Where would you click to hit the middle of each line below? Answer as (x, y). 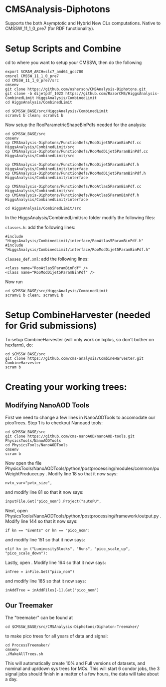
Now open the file (23, 463)
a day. (11, 679)
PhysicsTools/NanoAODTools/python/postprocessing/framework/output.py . (83, 516)
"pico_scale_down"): (27, 553)
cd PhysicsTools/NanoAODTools (37, 445)
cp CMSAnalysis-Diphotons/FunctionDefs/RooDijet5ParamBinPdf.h (72, 164)
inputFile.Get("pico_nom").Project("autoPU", (53, 501)
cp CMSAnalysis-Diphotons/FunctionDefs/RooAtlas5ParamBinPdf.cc (73, 186)
